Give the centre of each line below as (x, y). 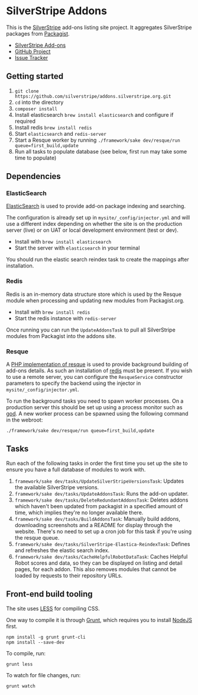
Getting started (35, 76)
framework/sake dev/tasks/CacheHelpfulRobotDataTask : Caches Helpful (101, 556)
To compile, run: (26, 653)
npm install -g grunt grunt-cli (46, 637)
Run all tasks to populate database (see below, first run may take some (101, 151)
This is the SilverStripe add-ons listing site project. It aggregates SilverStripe (99, 27)
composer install (36, 109)
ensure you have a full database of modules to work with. (76, 469)
